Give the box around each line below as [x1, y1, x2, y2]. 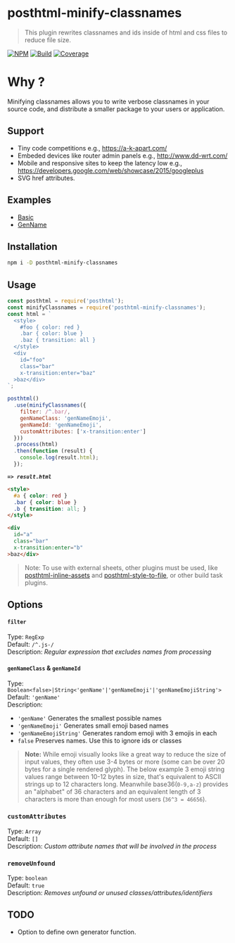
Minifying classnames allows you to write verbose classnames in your [7, 97, 210, 106]
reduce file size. [24, 35, 72, 44]
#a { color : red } [13, 492, 68, 499]
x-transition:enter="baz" [20, 369, 96, 376]
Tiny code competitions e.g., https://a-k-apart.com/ [17, 144, 167, 152]
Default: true [7, 881, 45, 890]
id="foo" [20, 356, 46, 363]
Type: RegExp [7, 633, 44, 641]
